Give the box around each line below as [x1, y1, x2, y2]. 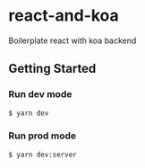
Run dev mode [8, 88, 72, 101]
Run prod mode [8, 129, 77, 142]
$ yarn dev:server [8, 150, 77, 159]
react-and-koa [8, 5, 120, 26]
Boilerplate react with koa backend [8, 35, 137, 46]
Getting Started [8, 61, 97, 76]
